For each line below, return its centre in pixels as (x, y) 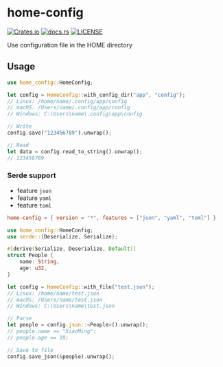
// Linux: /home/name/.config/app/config (67, 101)
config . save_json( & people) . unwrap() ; (61, 356)
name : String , (39, 262)
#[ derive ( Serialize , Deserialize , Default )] (72, 249)
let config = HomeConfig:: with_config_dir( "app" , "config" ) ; (96, 95)
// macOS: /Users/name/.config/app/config (69, 108)
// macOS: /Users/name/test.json (55, 300)
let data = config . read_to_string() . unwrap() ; (75, 152)
